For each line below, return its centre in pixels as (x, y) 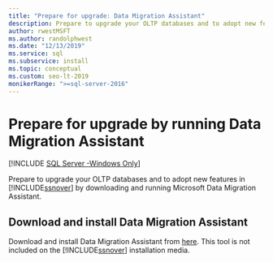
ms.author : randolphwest (50, 39)
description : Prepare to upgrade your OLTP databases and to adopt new (132, 24)
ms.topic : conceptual (45, 69)
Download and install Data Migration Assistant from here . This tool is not (129, 242)
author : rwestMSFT (39, 31)
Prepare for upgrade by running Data (135, 124)
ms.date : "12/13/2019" (47, 46)
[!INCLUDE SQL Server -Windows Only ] (74, 164)
